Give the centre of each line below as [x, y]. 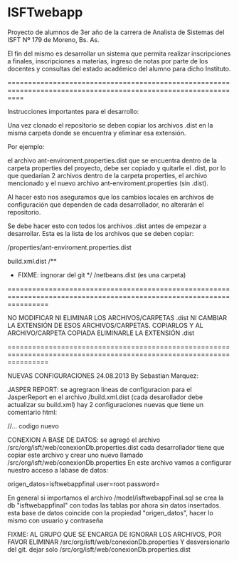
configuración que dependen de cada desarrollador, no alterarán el [106, 205]
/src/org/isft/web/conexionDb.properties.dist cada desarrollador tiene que [116, 447]
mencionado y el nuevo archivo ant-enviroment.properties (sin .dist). [108, 183]
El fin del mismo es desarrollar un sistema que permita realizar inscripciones [119, 53]
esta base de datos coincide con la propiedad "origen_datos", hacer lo [110, 513]
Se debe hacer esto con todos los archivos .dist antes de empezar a [107, 226]
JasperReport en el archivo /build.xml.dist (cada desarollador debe [105, 397]
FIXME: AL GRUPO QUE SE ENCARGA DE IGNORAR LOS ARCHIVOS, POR [115, 534]
